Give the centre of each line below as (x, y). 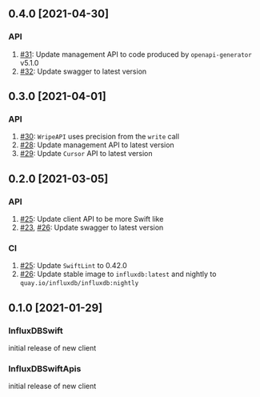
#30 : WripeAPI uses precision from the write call (100, 137)
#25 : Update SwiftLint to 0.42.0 (74, 266)
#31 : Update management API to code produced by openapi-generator (136, 54)
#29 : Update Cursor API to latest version (86, 154)
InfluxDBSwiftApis (45, 368)
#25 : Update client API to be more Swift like (92, 219)
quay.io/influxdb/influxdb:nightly (79, 283)
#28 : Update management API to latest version (97, 145)
